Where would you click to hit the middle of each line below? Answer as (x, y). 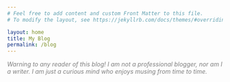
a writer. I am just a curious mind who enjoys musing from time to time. (107, 72)
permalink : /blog (32, 45)
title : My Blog (29, 38)
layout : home (26, 32)
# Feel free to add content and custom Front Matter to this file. (105, 13)
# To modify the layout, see (49, 20)
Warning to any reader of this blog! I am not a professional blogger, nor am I (115, 64)
